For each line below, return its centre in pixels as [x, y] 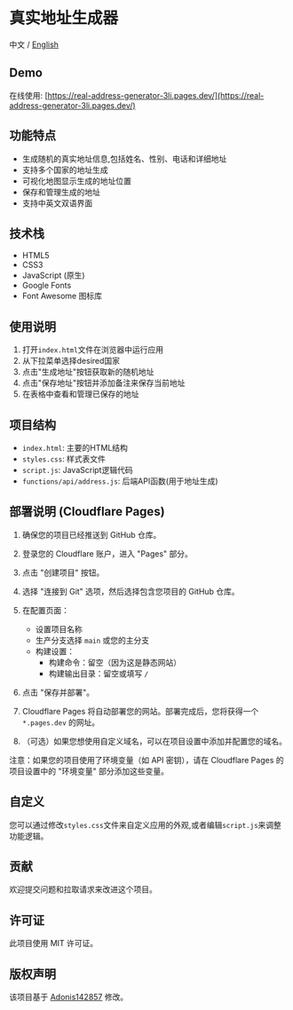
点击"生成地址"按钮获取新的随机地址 [88, 372]
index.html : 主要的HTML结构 [75, 448]
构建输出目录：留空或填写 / [99, 673]
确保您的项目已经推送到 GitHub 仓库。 [91, 534]
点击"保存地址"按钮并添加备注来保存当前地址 [103, 383]
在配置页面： [45, 610]
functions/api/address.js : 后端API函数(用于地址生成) [120, 481]
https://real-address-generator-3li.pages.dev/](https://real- [156, 95]
